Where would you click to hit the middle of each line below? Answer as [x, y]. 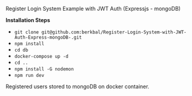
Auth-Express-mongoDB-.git [48, 38]
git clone [27, 32]
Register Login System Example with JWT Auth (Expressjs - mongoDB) [93, 9]
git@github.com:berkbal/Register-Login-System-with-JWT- [114, 32]
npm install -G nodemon [44, 69]
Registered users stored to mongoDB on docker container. [77, 86]
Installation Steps [28, 20]
